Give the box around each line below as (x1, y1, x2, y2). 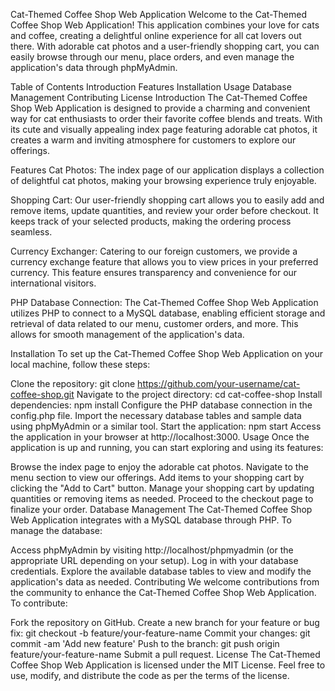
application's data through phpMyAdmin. (10, 62, 178, 73)
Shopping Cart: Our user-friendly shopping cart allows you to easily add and (10, 194, 325, 206)
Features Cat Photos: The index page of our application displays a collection (10, 164, 325, 176)
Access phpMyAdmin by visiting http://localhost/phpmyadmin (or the (10, 544, 294, 556)
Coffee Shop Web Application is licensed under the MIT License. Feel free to (10, 659, 326, 671)
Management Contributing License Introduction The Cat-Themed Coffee (10, 92, 308, 103)
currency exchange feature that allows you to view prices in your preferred (10, 256, 319, 268)
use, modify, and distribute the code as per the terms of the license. (10, 670, 290, 681)
